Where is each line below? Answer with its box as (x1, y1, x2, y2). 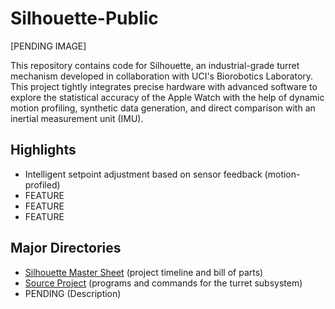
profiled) (24, 178, 61, 191)
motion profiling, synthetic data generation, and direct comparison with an (10, 102, 316, 114)
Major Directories (10, 240, 122, 257)
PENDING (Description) (24, 287, 122, 299)
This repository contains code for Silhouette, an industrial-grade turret (10, 59, 300, 71)
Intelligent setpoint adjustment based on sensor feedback (24, 168, 263, 180)
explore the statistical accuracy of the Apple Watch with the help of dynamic (10, 91, 325, 103)
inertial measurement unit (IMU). (10, 112, 144, 124)
